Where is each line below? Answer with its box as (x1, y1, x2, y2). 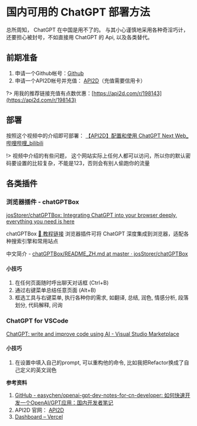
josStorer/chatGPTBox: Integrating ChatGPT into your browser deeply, (6, 212, 177, 219)
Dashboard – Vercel (14, 413, 63, 420)
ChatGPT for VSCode (6, 317, 69, 325)
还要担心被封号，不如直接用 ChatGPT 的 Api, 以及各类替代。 (6, 33, 153, 40)
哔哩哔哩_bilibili (6, 139, 43, 146)
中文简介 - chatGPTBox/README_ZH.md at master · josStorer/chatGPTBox (6, 250, 188, 257)
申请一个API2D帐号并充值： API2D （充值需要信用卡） (14, 77, 146, 84)
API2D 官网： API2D (14, 406, 64, 414)
